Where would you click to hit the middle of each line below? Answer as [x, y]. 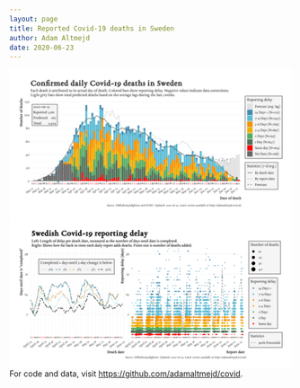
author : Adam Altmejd [50, 38]
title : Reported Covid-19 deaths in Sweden [92, 28]
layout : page [34, 19]
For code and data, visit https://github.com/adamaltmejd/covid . [126, 374]
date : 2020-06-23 [42, 48]
